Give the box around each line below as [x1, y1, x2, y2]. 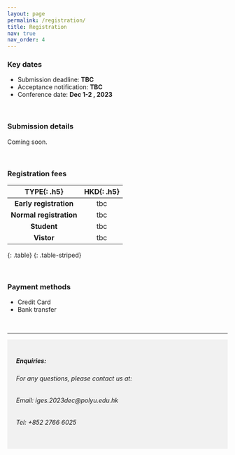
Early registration [14, 199, 74, 209]
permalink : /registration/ [7, 17, 86, 24]
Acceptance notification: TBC [17, 83, 103, 91]
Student [30, 222, 58, 232]
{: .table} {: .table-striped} [7, 251, 82, 260]
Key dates [7, 60, 42, 70]
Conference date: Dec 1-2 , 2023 [17, 91, 113, 99]
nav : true [7, 29, 36, 37]
